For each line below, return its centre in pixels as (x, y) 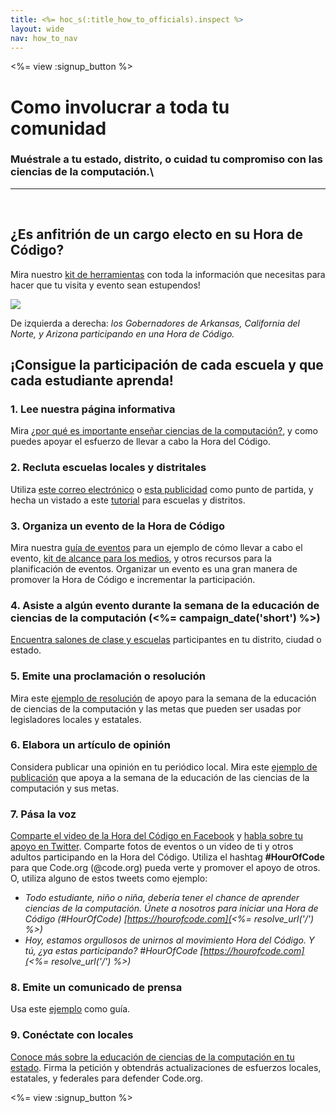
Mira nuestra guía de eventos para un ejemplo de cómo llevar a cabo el (156, 547)
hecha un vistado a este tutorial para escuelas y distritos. (128, 500)
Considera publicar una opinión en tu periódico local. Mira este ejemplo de (164, 767)
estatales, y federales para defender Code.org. (106, 1078)
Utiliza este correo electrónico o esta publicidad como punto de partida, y (162, 489)
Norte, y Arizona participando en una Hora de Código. (122, 333)
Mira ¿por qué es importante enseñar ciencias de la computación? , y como (164, 431)
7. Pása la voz (43, 814)
